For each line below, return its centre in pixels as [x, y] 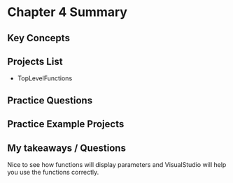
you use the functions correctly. [53, 172]
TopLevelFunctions [45, 78]
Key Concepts [38, 38]
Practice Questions [50, 100]
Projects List [35, 61]
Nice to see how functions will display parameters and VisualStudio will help [117, 164]
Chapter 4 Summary [68, 12]
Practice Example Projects [66, 124]
